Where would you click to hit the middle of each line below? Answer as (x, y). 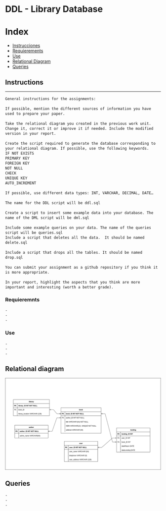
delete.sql (16, 242)
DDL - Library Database (54, 9)
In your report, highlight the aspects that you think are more (73, 282)
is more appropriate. (27, 272)
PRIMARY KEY (17, 158)
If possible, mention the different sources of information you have (78, 109)
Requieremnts (22, 299)
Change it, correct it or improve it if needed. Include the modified (79, 128)
